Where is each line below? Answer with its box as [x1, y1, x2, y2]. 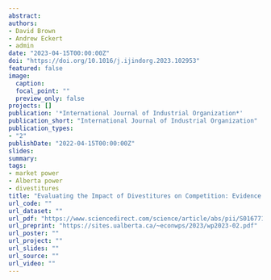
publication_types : [8, 124, 74, 132]
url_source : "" [8, 252, 60, 260]
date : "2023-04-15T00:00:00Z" [8, 49, 110, 57]
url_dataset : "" [8, 207, 63, 215]
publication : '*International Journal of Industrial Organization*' [8, 110, 244, 118]
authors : [8, 19, 38, 27]
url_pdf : [8, 215, 38, 223]
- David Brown [8, 27, 56, 35]
